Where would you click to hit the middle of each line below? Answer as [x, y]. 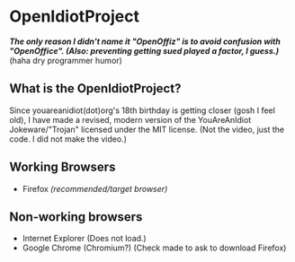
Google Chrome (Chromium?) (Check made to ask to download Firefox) [154, 248]
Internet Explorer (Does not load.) [84, 239]
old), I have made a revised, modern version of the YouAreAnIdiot [130, 119]
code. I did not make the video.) [68, 139]
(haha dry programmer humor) [66, 60]
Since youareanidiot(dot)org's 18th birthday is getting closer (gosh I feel [143, 110]
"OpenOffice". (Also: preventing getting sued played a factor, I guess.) [144, 50]
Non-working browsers [76, 217]
